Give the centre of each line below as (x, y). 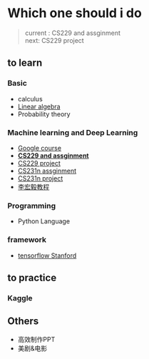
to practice (32, 277)
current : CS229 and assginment (73, 33)
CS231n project (40, 178)
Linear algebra (39, 106)
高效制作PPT (36, 339)
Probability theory (44, 114)
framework (27, 240)
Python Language (43, 221)
